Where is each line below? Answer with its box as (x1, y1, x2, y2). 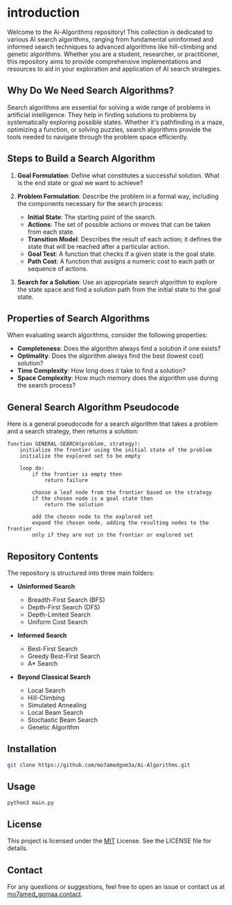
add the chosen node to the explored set (32, 513, 154, 521)
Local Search (27, 687, 66, 694)
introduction (7, 5, 80, 21)
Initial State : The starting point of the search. (27, 213, 157, 221)
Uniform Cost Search (27, 618, 88, 626)
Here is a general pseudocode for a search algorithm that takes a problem (7, 420, 218, 428)
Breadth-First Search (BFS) (27, 596, 105, 604)
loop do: (19, 465, 45, 472)
